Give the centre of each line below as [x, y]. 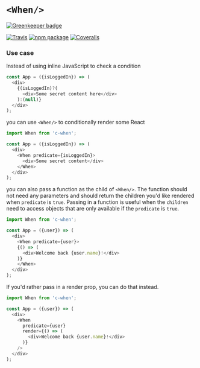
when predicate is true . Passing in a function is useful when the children [97, 202]
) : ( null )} [30, 100]
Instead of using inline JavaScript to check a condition [73, 66]
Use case [20, 52]
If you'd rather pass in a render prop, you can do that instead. [83, 287]
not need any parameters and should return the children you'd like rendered [100, 196]
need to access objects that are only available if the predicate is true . [93, 209]
